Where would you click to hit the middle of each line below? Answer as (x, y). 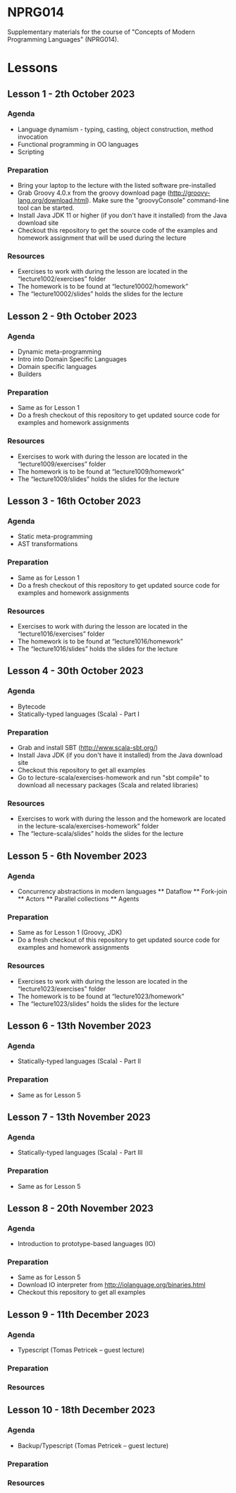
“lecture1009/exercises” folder (62, 464)
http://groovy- (190, 193)
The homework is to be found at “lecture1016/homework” (100, 641)
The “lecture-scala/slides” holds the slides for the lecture (100, 834)
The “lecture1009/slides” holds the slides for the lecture (98, 479)
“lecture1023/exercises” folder (62, 989)
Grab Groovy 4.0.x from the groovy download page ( (94, 193)
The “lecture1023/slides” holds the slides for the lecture (98, 1003)
